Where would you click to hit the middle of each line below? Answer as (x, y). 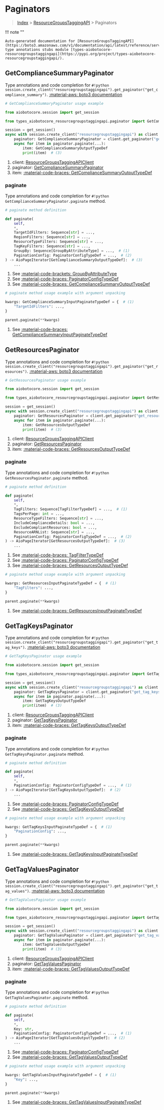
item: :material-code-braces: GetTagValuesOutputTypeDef (71, 969)
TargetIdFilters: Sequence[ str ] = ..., (54, 233)
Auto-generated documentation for (40, 41)
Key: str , (24, 1029)
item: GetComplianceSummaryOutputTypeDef (65, 148)
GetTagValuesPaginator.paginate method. (47, 997)
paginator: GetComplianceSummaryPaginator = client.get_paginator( (84, 139)
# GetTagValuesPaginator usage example (46, 900)
